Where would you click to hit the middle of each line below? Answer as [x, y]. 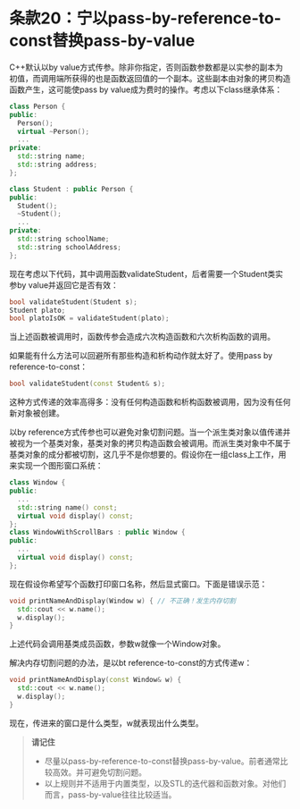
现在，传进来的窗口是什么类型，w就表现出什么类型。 [106, 723]
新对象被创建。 [37, 413]
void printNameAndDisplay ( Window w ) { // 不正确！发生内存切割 [123, 601]
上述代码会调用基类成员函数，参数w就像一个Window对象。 [117, 644]
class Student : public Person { [71, 189]
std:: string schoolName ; [63, 239]
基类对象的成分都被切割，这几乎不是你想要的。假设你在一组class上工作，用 [148, 455]
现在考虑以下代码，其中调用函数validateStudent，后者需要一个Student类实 [146, 274]
